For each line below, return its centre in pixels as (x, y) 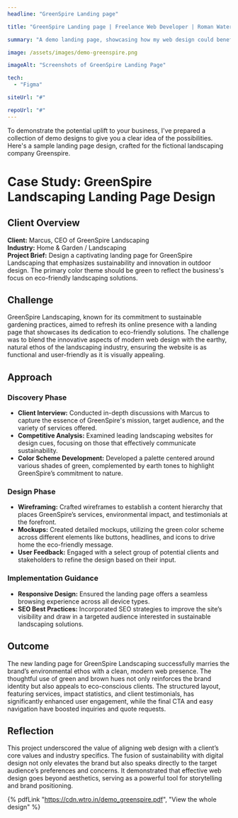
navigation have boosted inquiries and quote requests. (87, 709)
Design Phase (32, 492)
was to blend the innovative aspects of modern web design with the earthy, (117, 340)
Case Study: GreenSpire (80, 181)
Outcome (28, 647)
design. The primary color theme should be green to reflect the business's (116, 270)
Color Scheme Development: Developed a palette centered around (116, 458)
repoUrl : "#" (27, 110)
